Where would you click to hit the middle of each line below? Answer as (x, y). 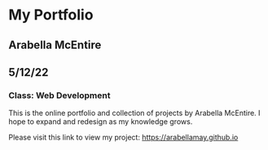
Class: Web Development (59, 95)
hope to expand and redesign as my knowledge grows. (101, 122)
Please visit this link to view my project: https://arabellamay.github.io (123, 137)
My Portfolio (51, 15)
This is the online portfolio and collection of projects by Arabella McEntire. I (134, 113)
